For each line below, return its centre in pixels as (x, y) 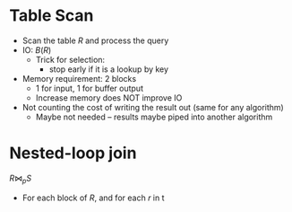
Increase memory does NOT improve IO (109, 97)
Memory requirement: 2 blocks (79, 78)
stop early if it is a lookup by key (108, 69)
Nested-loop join (73, 153)
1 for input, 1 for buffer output (89, 88)
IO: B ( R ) (37, 49)
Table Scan (52, 16)
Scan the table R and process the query (95, 40)
